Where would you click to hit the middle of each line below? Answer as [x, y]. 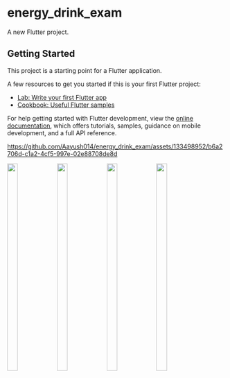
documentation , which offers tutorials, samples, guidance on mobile [104, 126]
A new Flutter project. [38, 32]
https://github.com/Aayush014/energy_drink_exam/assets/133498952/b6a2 [115, 146]
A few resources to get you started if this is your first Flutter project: [104, 84]
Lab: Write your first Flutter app [62, 97]
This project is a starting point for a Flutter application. [85, 70]
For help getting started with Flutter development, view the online [100, 118]
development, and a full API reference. [62, 132]
